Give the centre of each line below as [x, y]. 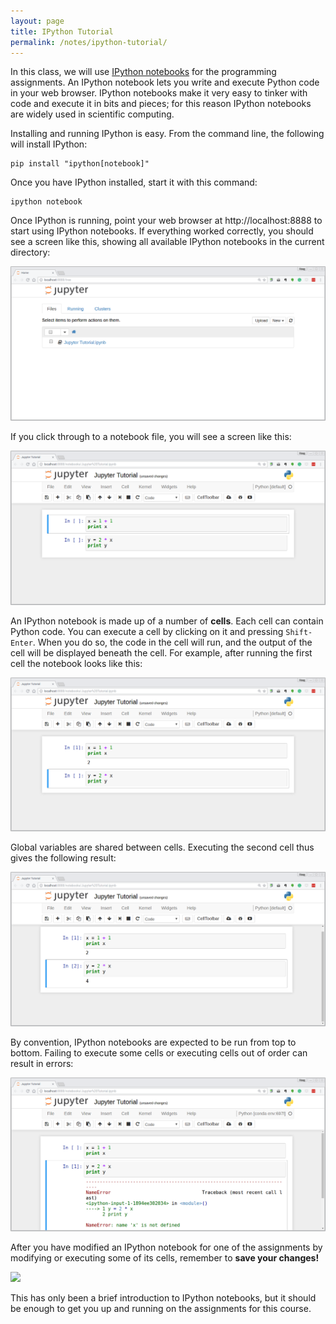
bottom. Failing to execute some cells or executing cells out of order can [159, 1052]
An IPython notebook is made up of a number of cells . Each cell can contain [167, 621]
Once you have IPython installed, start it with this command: [134, 182]
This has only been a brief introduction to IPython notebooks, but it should [163, 1298]
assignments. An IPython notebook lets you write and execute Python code [165, 82]
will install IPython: [49, 144]
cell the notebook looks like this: [76, 663]
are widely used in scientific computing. [92, 114]
